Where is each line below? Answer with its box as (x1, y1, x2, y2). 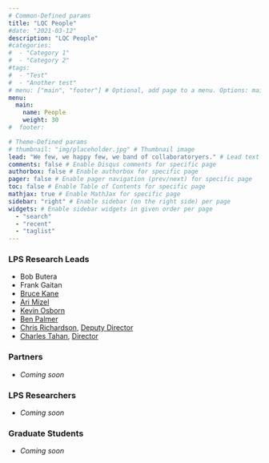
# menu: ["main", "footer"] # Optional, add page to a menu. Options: (8, 86, 249, 95)
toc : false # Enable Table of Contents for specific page (8, 183, 206, 191)
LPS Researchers (8, 389, 76, 401)
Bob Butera (19, 272, 58, 281)
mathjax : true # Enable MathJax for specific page (8, 190, 181, 198)
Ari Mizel (19, 297, 50, 307)
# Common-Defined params (8, 11, 91, 20)
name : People (22, 109, 66, 117)
